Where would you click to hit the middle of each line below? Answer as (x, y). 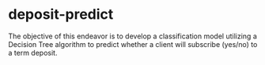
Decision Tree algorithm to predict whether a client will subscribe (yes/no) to (133, 44)
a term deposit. (33, 52)
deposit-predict (61, 14)
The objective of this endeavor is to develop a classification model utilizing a (132, 36)
